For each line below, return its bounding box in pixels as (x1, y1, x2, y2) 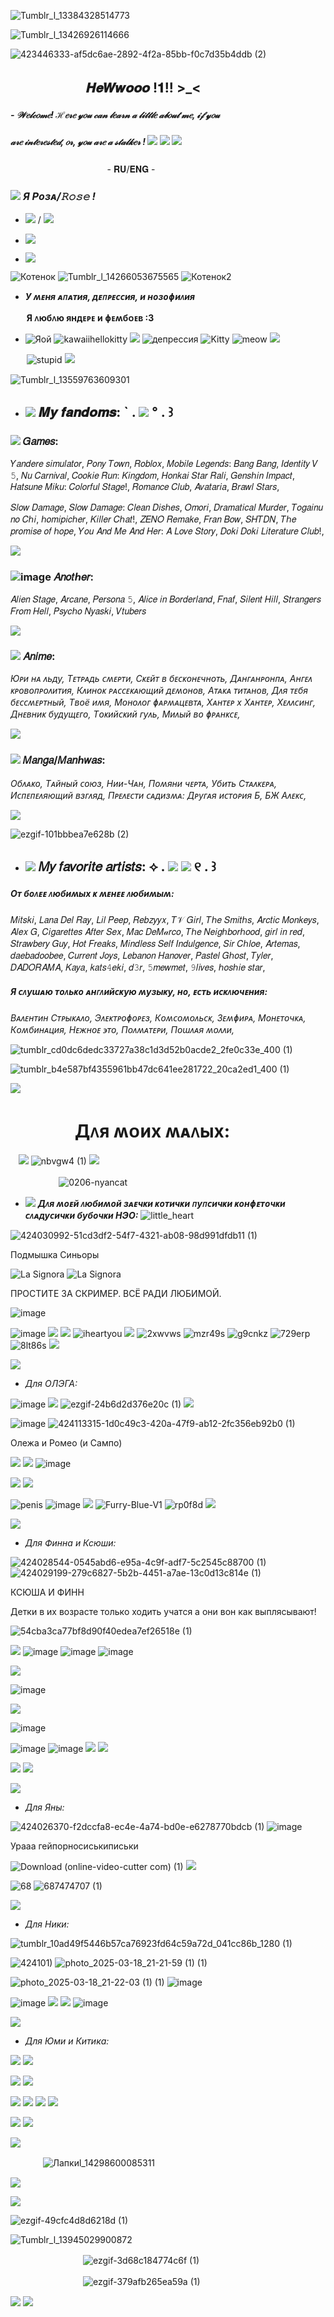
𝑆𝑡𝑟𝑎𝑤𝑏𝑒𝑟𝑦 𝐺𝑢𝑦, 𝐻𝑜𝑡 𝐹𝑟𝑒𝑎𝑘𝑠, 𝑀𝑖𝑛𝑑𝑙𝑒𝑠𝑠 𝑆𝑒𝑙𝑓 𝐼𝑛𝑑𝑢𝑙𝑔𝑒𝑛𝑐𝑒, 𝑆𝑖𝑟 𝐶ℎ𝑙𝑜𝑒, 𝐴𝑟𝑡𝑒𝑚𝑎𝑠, (10, 937, 301, 949)
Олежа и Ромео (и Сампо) (10, 1436, 123, 1449)
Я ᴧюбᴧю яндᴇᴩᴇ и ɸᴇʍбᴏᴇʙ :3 (26, 312, 155, 324)
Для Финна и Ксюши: (24, 1536, 117, 1549)
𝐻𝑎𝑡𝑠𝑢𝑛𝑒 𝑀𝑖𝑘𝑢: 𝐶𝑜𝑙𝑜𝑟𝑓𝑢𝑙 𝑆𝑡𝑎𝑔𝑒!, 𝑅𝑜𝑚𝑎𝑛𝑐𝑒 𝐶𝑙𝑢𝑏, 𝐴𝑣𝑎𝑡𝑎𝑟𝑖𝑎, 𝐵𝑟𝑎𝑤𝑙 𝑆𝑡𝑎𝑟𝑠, (10, 480, 280, 492)
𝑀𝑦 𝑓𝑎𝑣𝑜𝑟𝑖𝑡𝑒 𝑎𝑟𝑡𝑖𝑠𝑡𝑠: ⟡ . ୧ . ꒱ (38, 858, 217, 875)
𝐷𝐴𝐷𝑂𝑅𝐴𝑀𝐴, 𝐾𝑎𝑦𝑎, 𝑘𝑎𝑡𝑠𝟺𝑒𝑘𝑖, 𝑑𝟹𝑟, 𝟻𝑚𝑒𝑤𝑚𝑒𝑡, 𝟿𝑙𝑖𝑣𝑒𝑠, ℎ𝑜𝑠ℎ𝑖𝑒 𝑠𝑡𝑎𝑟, (10, 961, 266, 973)
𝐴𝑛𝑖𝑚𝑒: (22, 649, 56, 663)
